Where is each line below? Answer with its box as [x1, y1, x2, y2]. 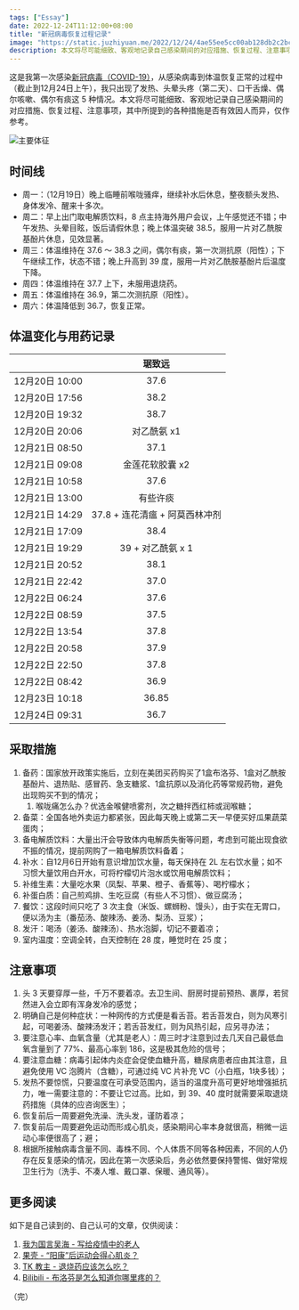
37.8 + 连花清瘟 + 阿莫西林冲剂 [91, 509, 222, 521]
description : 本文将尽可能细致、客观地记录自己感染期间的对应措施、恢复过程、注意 [9, 46, 280, 55]
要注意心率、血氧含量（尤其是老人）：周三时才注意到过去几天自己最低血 [21, 1032, 284, 1043]
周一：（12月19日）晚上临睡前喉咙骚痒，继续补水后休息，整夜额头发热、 [21, 189, 285, 199]
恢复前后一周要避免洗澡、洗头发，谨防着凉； [21, 1111, 187, 1121]
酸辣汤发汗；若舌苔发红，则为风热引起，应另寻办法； [77, 1021, 272, 1032]
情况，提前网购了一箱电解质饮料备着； [45, 845, 187, 856]
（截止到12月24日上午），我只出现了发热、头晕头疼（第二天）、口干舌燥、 [9, 83, 277, 94]
